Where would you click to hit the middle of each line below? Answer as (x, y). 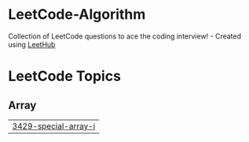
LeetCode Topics (65, 76)
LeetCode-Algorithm (77, 15)
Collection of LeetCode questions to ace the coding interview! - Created (125, 36)
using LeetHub (32, 44)
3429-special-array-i (54, 126)
